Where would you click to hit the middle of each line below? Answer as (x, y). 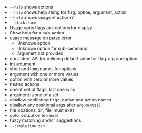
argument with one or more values (44, 74)
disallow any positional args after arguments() (55, 105)
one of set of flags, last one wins (42, 90)
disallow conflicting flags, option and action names (61, 100)
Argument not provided (40, 53)
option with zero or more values (42, 79)
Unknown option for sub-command (52, 48)
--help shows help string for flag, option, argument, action (68, 12)
